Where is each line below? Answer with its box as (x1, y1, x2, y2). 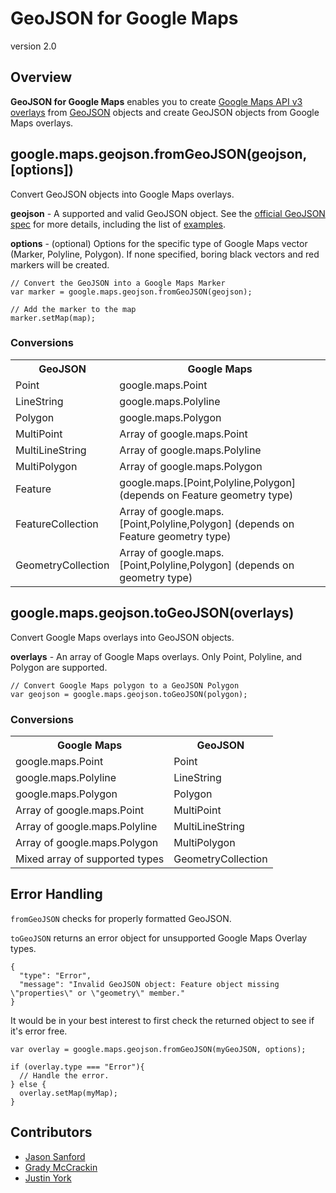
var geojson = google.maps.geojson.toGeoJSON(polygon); (10, 689, 248, 699)
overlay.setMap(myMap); (19, 1088, 118, 1098)
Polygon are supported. (10, 661, 108, 673)
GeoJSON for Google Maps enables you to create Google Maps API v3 (10, 95, 303, 107)
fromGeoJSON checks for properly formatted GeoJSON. (10, 912, 232, 924)
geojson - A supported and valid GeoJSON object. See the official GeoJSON (10, 207, 326, 219)
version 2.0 (10, 40, 57, 52)
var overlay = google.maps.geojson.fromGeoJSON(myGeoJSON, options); (10, 1044, 307, 1054)
